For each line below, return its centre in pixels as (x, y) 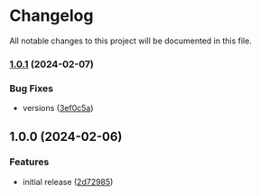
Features (29, 162)
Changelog (51, 16)
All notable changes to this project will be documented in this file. (131, 41)
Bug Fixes (32, 89)
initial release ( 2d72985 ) (68, 182)
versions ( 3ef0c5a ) (58, 108)
